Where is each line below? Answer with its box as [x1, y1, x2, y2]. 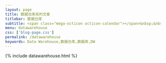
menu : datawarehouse [5, 26, 48, 31]
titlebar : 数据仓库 [5, 16, 42, 21]
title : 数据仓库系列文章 [5, 12, 50, 17]
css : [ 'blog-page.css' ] [5, 30, 54, 35]
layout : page [5, 7, 32, 12]
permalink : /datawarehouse [5, 35, 61, 40]
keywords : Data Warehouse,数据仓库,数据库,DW [5, 39, 95, 44]
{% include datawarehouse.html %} [5, 53, 78, 59]
